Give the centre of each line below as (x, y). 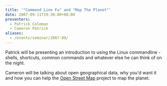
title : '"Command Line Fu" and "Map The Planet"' (58, 10)
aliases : (14, 33)
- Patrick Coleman (29, 24)
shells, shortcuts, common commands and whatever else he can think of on (84, 57)
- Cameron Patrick (29, 29)
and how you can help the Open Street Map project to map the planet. (77, 78)
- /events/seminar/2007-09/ (39, 38)
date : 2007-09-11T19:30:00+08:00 (40, 15)
